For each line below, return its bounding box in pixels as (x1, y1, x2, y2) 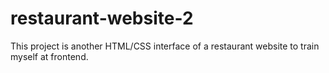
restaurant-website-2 (10, 7, 194, 30)
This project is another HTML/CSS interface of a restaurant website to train (10, 40, 320, 52)
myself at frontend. (10, 50, 89, 62)
